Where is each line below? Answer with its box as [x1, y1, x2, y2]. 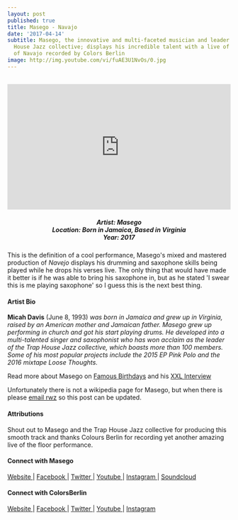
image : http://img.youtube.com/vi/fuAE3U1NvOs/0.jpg [7, 57, 166, 64]
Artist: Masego [96, 218, 142, 226]
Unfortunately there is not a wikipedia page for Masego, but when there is [7, 386, 223, 394]
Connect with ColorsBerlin [7, 489, 87, 497]
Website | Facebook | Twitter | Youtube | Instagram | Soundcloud [7, 472, 197, 481]
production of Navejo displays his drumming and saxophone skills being [7, 258, 218, 267]
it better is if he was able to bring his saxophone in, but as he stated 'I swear [7, 274, 230, 282]
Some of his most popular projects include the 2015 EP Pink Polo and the [7, 350, 221, 359]
